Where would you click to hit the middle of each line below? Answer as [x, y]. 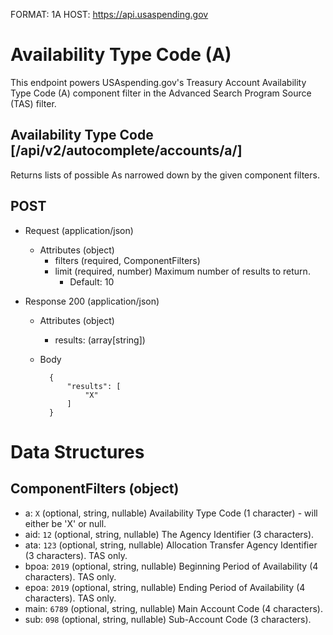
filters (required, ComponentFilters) [127, 260]
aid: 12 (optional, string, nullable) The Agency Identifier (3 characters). [169, 534]
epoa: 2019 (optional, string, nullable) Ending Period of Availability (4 [165, 587]
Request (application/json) [79, 230]
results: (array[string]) [100, 340]
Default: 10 [92, 281]
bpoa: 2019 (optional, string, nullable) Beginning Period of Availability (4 [171, 566]
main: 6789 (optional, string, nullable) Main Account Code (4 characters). [173, 608]
